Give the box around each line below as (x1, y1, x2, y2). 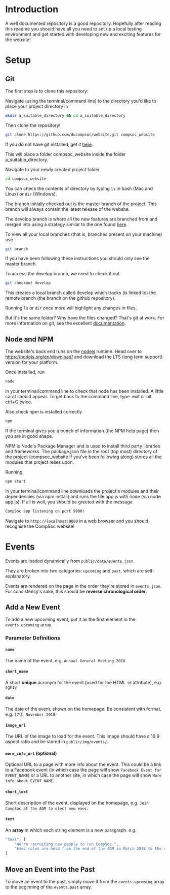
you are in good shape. (5, 433, 53, 439)
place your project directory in (5, 103, 68, 109)
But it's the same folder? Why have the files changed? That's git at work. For (5, 315, 164, 321)
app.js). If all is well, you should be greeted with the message (5, 499, 133, 505)
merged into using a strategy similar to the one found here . (5, 221, 128, 227)
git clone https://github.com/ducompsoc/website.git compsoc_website (5, 132, 155, 137)
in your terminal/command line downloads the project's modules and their (5, 488, 159, 494)
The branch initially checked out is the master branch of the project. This (5, 201, 157, 207)
